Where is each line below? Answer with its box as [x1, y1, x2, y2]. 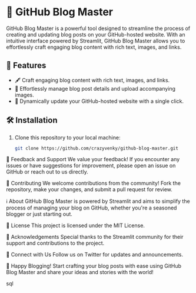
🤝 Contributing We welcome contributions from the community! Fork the [6, 179, 181, 187]
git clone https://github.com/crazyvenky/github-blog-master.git [14, 145, 178, 151]
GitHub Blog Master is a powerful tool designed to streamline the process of [6, 25, 191, 32]
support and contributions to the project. [6, 239, 105, 247]
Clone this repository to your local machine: [14, 134, 121, 141]
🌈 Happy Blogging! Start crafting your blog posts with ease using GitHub [6, 262, 181, 269]
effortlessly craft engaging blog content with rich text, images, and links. [6, 44, 182, 51]
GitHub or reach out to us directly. [6, 168, 88, 175]
